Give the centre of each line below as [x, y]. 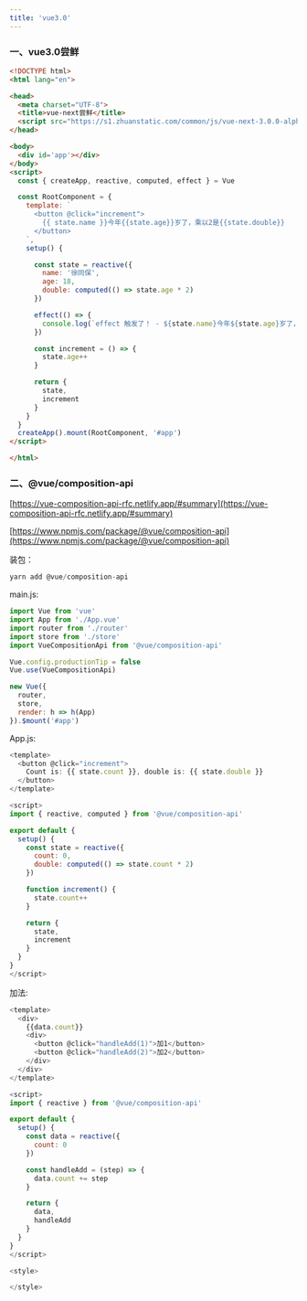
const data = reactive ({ [73, 1136]
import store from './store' [65, 636]
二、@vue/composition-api [72, 483]
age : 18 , [59, 282]
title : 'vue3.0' [40, 18]
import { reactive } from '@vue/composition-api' [106, 1103]
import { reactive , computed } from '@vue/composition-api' [127, 814]
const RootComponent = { [65, 197]
